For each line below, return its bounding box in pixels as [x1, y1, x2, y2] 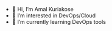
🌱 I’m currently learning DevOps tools [12, 18, 107, 25]
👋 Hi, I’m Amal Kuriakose [12, 6, 74, 13]
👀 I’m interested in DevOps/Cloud [12, 12, 96, 19]
